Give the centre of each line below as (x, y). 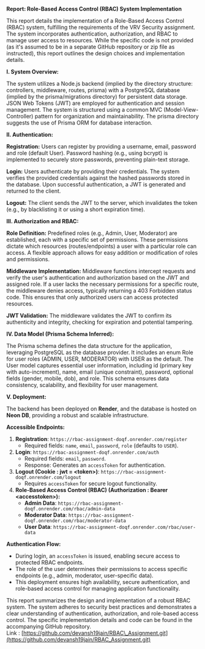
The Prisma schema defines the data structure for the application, (89, 346)
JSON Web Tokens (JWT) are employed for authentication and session (95, 103)
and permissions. (28, 259)
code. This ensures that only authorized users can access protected (92, 297)
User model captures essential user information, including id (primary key (99, 365)
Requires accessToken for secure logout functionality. (91, 483)
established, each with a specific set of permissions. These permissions (97, 240)
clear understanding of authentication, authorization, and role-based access (102, 613)
